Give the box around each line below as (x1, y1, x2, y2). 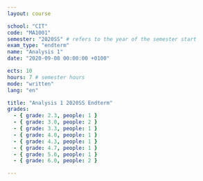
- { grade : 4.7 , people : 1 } (13, 144, 98, 151)
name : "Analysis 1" (7, 49, 64, 55)
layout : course (7, 10, 51, 17)
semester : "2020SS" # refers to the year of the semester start (7, 35, 197, 42)
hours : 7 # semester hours (7, 74, 85, 80)
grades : (7, 105, 30, 113)
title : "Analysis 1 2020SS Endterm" (7, 99, 113, 106)
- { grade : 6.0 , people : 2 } (13, 157, 98, 164)
